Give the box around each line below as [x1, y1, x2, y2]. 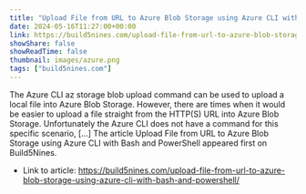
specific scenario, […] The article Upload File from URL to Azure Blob [9, 128, 269, 138]
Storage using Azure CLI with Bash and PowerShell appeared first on [9, 138, 268, 148]
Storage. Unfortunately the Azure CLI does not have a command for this [9, 117, 280, 128]
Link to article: [22, 165, 76, 176]
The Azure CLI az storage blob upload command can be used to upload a [9, 88, 285, 100]
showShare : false [9, 38, 76, 48]
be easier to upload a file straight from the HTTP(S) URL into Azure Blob [9, 108, 280, 119]
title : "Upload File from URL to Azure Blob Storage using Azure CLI [9, 13, 280, 23]
